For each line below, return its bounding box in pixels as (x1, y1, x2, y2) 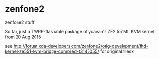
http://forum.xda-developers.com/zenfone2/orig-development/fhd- (13, 43, 148, 49)
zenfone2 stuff (5, 19, 35, 25)
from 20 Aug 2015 (5, 34, 41, 40)
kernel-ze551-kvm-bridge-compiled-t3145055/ (5, 48, 100, 54)
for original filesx (100, 48, 134, 54)
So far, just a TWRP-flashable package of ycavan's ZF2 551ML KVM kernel (5, 29, 155, 34)
